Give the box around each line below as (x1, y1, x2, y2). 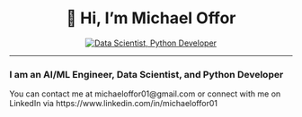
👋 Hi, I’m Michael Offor (66, 8, 236, 29)
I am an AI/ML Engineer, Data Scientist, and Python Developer (9, 68, 284, 80)
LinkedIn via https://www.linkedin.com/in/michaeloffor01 (9, 98, 218, 109)
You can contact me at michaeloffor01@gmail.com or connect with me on (9, 88, 281, 99)
